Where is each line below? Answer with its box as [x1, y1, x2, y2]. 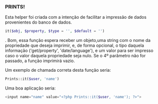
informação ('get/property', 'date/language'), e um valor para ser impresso [5, 48, 154, 53]
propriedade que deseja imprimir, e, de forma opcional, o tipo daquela [5, 42, 144, 49]
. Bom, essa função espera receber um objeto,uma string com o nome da [5, 38, 151, 43]
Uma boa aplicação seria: [5, 85, 56, 91]
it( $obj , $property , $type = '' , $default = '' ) [5, 29, 105, 34]
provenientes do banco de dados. [5, 19, 72, 25]
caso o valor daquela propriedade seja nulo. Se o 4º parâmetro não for [5, 53, 146, 59]
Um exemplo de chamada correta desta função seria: [5, 67, 111, 73]
